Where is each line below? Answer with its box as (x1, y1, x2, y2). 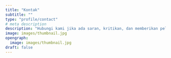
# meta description (5, 21, 47, 27)
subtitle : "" (5, 12, 33, 17)
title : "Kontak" (5, 7, 40, 13)
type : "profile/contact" (5, 17, 58, 22)
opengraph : (5, 36, 28, 41)
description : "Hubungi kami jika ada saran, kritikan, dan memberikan (5, 26, 158, 31)
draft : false (5, 45, 33, 50)
